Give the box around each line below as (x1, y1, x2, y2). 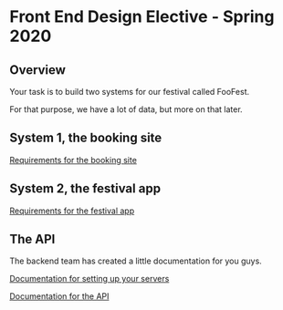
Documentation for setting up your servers (9, 274, 170, 284)
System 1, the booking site (9, 130, 162, 146)
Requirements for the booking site (9, 154, 137, 165)
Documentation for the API (9, 291, 110, 302)
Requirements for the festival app (9, 205, 135, 216)
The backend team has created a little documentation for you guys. (9, 255, 262, 266)
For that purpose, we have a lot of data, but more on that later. (9, 104, 244, 115)
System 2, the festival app (9, 181, 162, 197)
